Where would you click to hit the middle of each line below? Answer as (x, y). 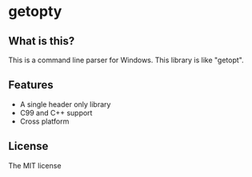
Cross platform (44, 121)
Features (31, 85)
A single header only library (65, 104)
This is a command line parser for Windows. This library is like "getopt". (126, 60)
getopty (35, 12)
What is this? (42, 41)
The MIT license (35, 165)
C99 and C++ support (56, 112)
